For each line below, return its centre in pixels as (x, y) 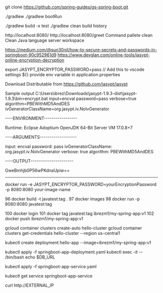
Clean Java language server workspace (45, 40)
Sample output (20, 93)
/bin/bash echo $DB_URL (30, 257)
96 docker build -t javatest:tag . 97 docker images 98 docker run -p (72, 199)
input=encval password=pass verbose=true (93, 98)
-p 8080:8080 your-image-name (38, 189)
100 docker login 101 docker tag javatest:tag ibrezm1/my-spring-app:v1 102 (80, 213)
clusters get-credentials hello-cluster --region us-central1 (63, 233)
